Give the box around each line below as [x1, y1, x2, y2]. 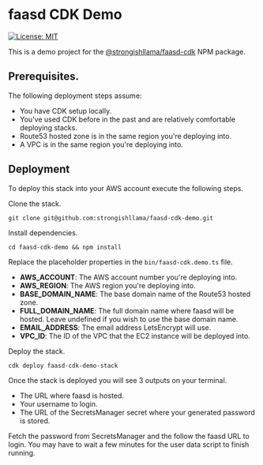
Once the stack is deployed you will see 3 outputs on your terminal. [8, 375, 227, 384]
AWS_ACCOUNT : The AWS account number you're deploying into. [19, 272, 238, 282]
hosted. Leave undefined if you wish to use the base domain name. [19, 314, 239, 324]
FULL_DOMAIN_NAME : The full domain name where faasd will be [19, 306, 235, 315]
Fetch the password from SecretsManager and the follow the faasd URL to [8, 431, 250, 441]
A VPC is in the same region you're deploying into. [19, 140, 183, 149]
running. [8, 448, 36, 457]
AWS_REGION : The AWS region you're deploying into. [19, 280, 196, 290]
